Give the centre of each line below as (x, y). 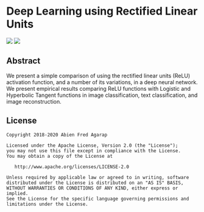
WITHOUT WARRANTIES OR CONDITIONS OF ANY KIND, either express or (92, 188)
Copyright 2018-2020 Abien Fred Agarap (57, 135)
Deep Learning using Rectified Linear (102, 11)
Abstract (23, 61)
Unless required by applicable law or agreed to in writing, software (98, 177)
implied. (17, 193)
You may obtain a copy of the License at (60, 156)
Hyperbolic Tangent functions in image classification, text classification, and (102, 95)
